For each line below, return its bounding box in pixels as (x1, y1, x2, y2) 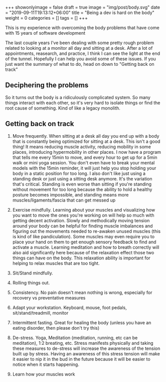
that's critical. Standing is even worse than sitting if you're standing (12, 181, 152, 187)
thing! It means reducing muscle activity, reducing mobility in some (12, 143, 151, 150)
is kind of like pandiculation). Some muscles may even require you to (12, 233, 154, 239)
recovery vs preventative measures (12, 295, 86, 301)
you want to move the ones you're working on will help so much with (12, 212, 154, 218)
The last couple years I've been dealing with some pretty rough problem (5, 40, 154, 46)
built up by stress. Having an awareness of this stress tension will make (12, 350, 160, 356)
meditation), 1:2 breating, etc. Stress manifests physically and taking (12, 340, 154, 346)
